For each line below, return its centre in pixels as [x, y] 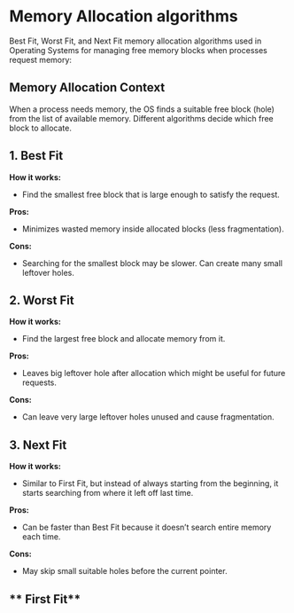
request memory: [41, 59]
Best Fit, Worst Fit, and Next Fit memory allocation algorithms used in [135, 41]
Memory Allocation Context [87, 87]
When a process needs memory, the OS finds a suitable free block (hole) [142, 109]
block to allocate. [41, 128]
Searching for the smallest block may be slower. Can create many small [152, 263]
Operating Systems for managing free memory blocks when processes [139, 50]
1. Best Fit [36, 156]
